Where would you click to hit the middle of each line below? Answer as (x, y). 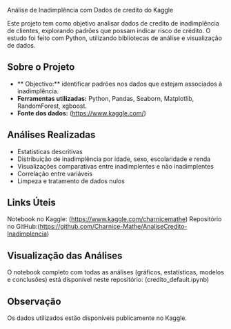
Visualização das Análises (65, 255)
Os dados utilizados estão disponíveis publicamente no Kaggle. (97, 318)
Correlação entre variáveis (55, 173)
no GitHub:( (23, 227)
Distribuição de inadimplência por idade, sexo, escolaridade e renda (114, 159)
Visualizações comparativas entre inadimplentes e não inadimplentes (115, 166)
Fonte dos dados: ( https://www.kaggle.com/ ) (82, 113)
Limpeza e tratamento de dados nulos (71, 181)
